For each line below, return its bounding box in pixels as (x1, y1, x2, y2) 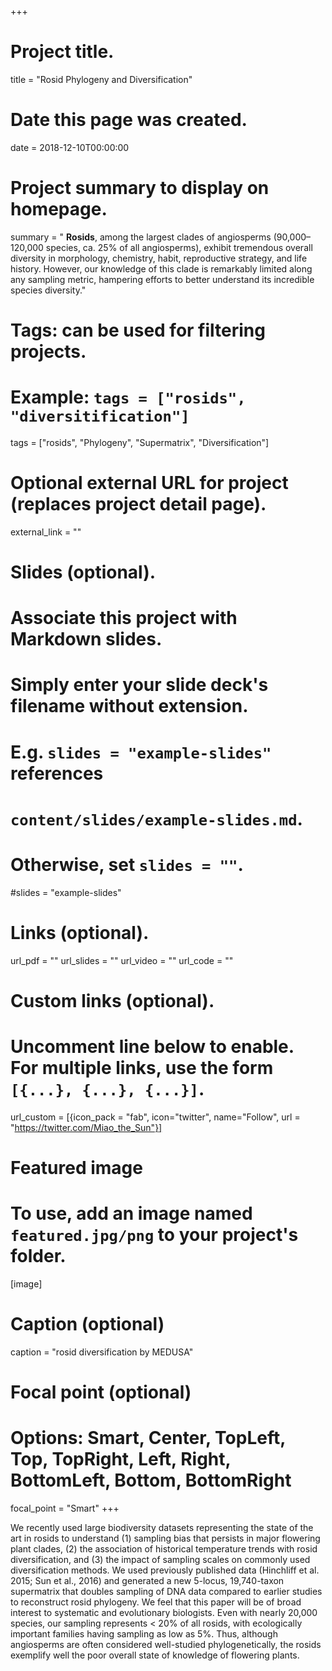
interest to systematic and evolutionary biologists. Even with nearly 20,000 (10, 1607, 318, 1618)
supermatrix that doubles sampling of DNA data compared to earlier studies (10, 1586, 323, 1597)
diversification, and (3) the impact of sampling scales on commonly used (10, 1554, 311, 1565)
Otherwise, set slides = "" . (10, 854, 244, 876)
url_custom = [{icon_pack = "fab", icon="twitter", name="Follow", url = (10, 1111, 301, 1123)
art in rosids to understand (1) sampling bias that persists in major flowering (10, 1532, 321, 1544)
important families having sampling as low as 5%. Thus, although (10, 1628, 278, 1640)
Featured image (10, 1157, 143, 1179)
